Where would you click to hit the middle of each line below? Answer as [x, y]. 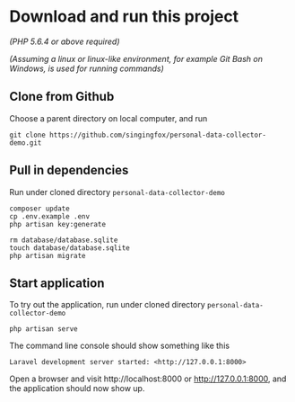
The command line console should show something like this [120, 346]
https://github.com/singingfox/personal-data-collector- [158, 135]
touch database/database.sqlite [69, 248]
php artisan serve [43, 329]
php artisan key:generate [57, 224]
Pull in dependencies [69, 170]
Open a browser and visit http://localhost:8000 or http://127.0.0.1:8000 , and [148, 379]
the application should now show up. [77, 389]
